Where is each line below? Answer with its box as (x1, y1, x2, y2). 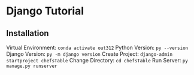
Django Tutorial (6, 4, 84, 18)
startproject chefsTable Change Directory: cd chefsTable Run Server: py (6, 57, 189, 64)
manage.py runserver (6, 63, 58, 69)
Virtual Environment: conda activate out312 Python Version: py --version (6, 44, 189, 51)
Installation (6, 28, 49, 38)
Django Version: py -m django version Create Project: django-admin (6, 50, 172, 58)
